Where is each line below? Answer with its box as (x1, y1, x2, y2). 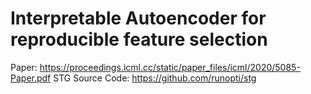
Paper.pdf (10, 72, 52, 84)
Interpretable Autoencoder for (10, 7, 267, 30)
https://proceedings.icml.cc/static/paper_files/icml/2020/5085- (39, 61, 301, 73)
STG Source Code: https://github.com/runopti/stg (53, 72, 257, 84)
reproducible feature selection (10, 28, 268, 51)
